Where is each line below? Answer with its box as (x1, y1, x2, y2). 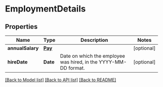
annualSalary (7, 45, 39, 51)
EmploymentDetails (5, 3, 86, 14)
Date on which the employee (60, 53, 125, 59)
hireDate (7, 59, 28, 65)
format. (68, 65, 85, 71)
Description (81, 37, 108, 43)
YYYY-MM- (98, 59, 127, 65)
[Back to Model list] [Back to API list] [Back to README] (5, 77, 116, 83)
